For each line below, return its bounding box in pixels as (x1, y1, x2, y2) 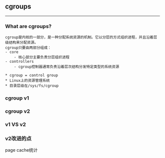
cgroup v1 (5, 95, 29, 102)
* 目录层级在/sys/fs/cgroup (5, 83, 59, 88)
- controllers (5, 59, 34, 64)
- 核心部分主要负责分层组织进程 (14, 55, 70, 60)
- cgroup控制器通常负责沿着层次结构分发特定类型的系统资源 (14, 64, 119, 69)
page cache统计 (5, 147, 38, 153)
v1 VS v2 (5, 121, 26, 128)
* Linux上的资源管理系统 (5, 78, 50, 83)
